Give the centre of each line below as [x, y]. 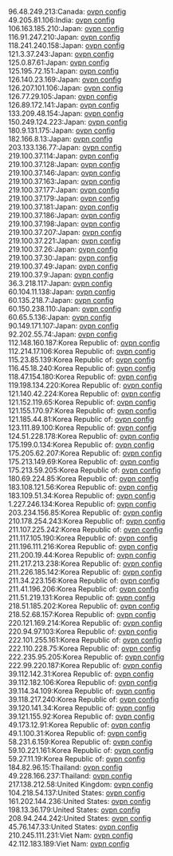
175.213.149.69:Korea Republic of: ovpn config [84, 462]
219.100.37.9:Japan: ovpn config [61, 275]
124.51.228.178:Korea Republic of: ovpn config [84, 436]
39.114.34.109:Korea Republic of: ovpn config [82, 691]
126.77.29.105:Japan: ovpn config [63, 96]
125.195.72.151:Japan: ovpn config [64, 71]
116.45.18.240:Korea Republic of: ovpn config [82, 368]
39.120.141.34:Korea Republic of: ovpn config [82, 708]
